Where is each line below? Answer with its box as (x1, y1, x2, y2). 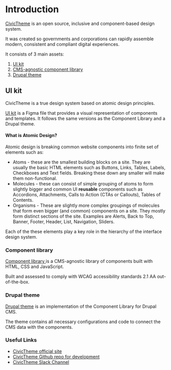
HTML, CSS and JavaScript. (5, 263, 64, 270)
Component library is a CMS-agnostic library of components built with (5, 258, 153, 265)
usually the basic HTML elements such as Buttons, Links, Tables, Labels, (12, 164, 166, 170)
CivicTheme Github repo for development (12, 353, 100, 360)
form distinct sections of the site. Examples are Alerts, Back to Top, (12, 213, 154, 219)
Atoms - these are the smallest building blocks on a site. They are (12, 159, 151, 165)
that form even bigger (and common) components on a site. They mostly (12, 207, 166, 214)
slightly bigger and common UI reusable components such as (12, 186, 143, 192)
